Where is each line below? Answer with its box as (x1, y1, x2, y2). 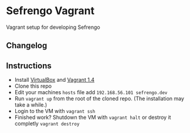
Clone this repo (14, 82, 52, 89)
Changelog (6, 41, 48, 51)
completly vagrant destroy (14, 120, 80, 127)
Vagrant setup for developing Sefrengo (6, 24, 101, 31)
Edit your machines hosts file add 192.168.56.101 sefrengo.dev (14, 89, 168, 96)
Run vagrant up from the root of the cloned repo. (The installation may (14, 95, 185, 102)
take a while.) (14, 101, 48, 108)
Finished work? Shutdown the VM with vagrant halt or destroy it (14, 114, 171, 121)
